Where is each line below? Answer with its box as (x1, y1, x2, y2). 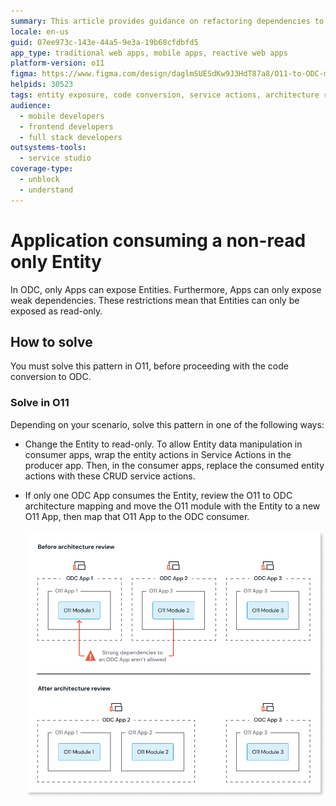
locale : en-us (10, 26, 70, 37)
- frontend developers (19, 121, 114, 132)
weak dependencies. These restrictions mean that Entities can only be (10, 294, 300, 306)
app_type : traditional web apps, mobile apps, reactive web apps (10, 48, 288, 58)
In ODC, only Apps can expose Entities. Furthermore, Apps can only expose (10, 283, 322, 295)
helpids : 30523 (10, 80, 74, 90)
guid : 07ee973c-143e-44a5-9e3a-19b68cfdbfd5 (10, 37, 199, 47)
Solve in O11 (10, 396, 70, 410)
